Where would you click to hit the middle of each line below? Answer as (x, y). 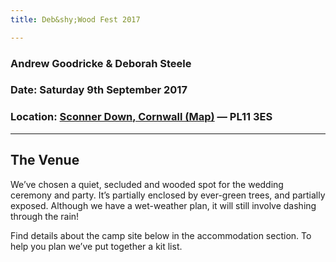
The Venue (45, 160)
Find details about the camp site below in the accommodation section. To (161, 235)
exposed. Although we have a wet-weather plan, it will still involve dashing (163, 205)
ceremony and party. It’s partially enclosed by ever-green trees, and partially (168, 195)
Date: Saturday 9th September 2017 (99, 90)
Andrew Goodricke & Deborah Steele (101, 63)
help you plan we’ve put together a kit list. (96, 246)
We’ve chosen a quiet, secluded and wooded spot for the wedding (147, 184)
